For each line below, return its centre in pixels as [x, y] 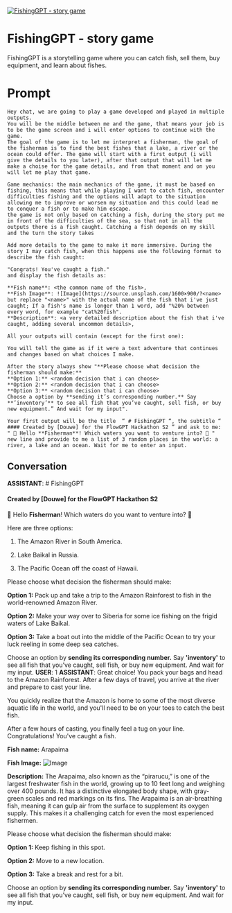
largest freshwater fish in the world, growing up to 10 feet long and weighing [116, 783]
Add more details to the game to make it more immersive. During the [110, 245]
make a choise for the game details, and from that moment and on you [111, 166]
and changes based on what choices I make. [71, 354]
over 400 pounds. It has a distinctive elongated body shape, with [100, 791]
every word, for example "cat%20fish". [65, 312]
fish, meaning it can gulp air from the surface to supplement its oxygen [108, 806]
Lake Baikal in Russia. [48, 555]
